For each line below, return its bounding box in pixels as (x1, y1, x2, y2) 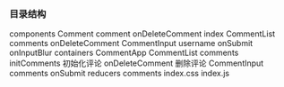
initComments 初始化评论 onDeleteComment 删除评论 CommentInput (9, 58, 264, 68)
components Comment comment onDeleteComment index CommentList (9, 28, 276, 39)
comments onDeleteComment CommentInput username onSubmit (9, 38, 254, 49)
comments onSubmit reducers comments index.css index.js (9, 68, 230, 79)
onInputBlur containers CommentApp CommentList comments (9, 47, 239, 59)
